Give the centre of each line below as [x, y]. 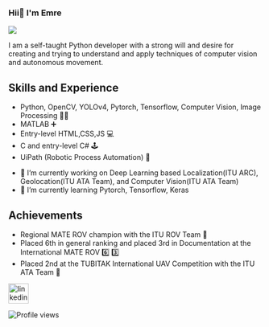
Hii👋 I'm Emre [35, 13]
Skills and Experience [64, 88]
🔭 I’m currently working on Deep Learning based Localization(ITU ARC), [139, 173]
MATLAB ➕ [38, 125]
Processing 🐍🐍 [44, 116]
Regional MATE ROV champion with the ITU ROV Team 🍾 [114, 234]
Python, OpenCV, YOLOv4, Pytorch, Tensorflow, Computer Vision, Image [141, 107]
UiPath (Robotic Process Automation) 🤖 [85, 157]
